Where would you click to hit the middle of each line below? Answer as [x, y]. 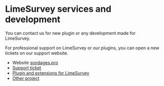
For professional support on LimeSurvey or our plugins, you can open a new [82, 48]
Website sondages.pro [35, 62]
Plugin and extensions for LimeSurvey [51, 73]
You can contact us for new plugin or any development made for [70, 33]
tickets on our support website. [37, 53]
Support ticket [27, 68]
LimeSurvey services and [58, 9]
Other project [26, 78]
